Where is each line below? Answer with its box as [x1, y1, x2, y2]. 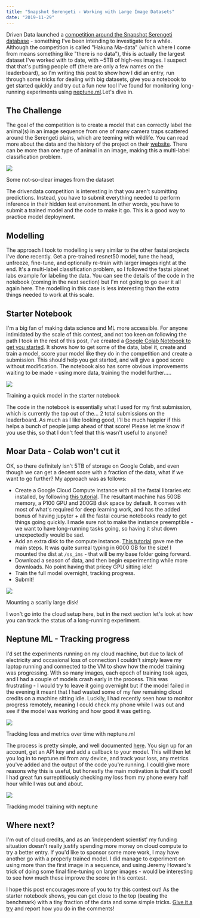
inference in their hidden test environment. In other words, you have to [6, 200, 180, 207]
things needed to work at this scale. [6, 291, 94, 299]
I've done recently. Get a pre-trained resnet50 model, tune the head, [6, 253, 174, 260]
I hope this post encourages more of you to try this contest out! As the [6, 886, 179, 893]
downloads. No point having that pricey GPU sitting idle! [14, 563, 153, 570]
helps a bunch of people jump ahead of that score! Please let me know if [6, 422, 184, 429]
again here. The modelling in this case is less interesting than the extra [6, 285, 180, 292]
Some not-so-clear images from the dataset [6, 176, 115, 183]
